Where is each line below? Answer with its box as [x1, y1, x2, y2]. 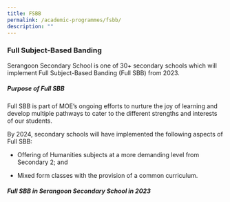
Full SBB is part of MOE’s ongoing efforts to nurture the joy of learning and [7, 101, 218, 110]
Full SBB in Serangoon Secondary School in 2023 [7, 187, 151, 195]
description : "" [7, 23, 54, 30]
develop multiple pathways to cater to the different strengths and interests [7, 109, 218, 117]
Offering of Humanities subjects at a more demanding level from [17, 150, 200, 159]
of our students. [7, 117, 53, 125]
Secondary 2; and [17, 158, 68, 166]
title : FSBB [7, 10, 41, 17]
